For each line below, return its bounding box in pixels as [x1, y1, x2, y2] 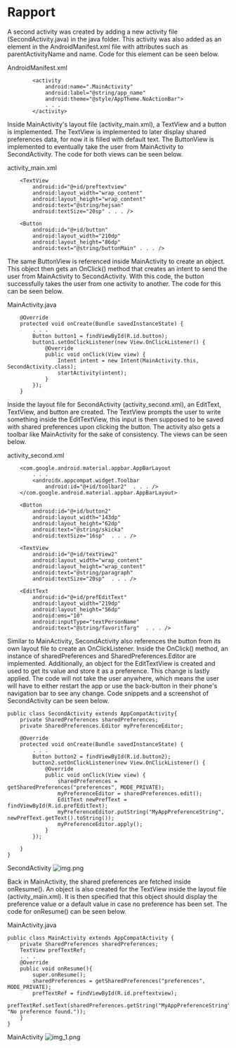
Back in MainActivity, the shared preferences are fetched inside [7, 877, 191, 886]
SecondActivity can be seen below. [7, 696, 110, 705]
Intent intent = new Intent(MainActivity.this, [57, 357, 199, 364]
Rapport [7, 4, 56, 20]
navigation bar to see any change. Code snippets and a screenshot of [7, 689, 209, 697]
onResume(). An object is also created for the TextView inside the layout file [7, 884, 227, 893]
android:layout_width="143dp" [32, 513, 121, 520]
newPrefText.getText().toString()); [7, 814, 114, 822]
